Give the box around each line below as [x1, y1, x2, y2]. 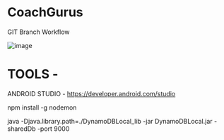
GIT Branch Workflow [7, 28, 70, 36]
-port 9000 [37, 124, 70, 133]
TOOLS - [7, 66, 59, 82]
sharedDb [7, 124, 36, 133]
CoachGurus [7, 4, 83, 21]
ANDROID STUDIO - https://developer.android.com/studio [7, 89, 176, 98]
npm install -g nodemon [7, 103, 77, 112]
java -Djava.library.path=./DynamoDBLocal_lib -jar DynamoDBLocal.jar [7, 117, 213, 125]
